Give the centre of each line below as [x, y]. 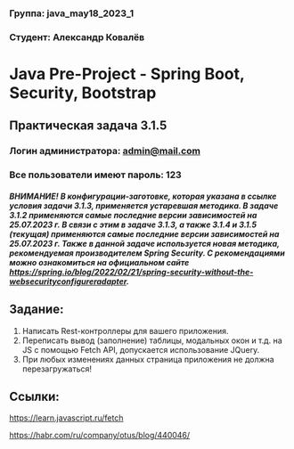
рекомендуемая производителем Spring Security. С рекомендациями [147, 253]
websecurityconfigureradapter [68, 281]
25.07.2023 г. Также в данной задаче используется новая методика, [145, 243]
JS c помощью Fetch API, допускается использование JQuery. [141, 349]
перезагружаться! [57, 369]
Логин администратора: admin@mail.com [105, 151]
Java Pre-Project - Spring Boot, [127, 74]
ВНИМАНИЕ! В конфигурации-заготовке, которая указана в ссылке [143, 196]
